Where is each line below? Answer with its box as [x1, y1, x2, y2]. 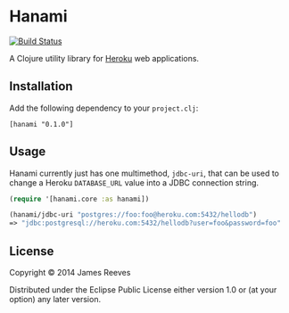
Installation [9, 78, 73, 95]
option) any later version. [9, 294, 101, 304]
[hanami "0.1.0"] [9, 119, 74, 128]
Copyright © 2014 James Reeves [9, 268, 131, 277]
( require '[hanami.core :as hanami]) [9, 194, 150, 203]
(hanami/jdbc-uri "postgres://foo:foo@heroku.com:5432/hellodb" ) [9, 210, 257, 219]
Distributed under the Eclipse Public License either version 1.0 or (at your [9, 284, 277, 295]
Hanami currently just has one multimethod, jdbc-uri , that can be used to [9, 168, 279, 178]
